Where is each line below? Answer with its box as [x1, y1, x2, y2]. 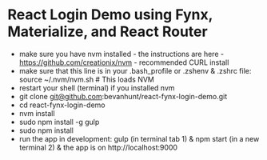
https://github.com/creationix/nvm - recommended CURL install [18, 58, 229, 67]
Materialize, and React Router [7, 22, 209, 41]
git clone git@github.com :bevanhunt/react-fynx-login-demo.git [18, 91, 228, 101]
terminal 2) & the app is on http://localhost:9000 [18, 142, 177, 152]
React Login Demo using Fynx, [7, 6, 213, 24]
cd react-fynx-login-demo [18, 100, 106, 110]
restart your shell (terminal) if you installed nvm [18, 82, 175, 93]
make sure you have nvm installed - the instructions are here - [18, 49, 225, 58]
